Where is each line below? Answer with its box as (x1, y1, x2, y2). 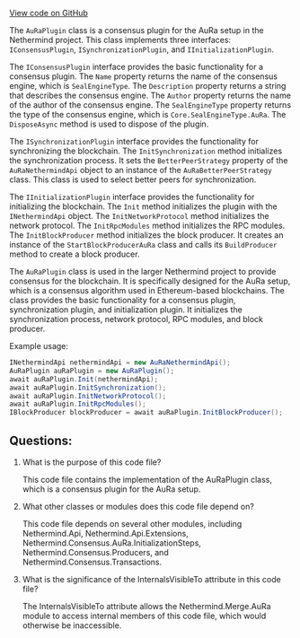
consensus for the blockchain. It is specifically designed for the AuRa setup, (9, 275, 291, 286)
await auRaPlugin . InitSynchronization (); (9, 383, 167, 392)
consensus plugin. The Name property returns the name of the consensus (9, 71, 278, 82)
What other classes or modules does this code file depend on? (22, 501, 254, 511)
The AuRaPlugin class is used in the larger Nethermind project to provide (9, 267, 277, 276)
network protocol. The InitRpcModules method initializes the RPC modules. (9, 220, 286, 231)
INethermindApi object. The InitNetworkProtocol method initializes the (9, 211, 269, 221)
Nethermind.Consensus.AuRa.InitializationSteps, (22, 537, 202, 548)
